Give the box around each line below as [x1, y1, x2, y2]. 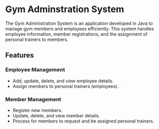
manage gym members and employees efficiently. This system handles [5, 25, 154, 31]
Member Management [5, 96, 61, 103]
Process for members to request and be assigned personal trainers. [12, 118, 154, 124]
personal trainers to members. [5, 36, 69, 42]
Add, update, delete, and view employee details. [12, 77, 114, 84]
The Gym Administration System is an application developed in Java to [5, 20, 153, 26]
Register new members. [12, 107, 62, 113]
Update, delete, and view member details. [12, 112, 100, 118]
